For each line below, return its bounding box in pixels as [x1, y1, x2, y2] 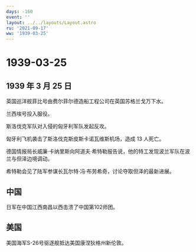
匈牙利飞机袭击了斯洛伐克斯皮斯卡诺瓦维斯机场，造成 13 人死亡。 [6, 135, 165, 142]
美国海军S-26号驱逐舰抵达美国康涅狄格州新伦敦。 [6, 239, 127, 246]
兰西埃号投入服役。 [6, 110, 53, 117]
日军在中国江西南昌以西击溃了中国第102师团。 [6, 203, 119, 210]
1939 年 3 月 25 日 [6, 81, 72, 91]
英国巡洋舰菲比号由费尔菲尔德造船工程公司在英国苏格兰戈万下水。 [6, 98, 166, 105]
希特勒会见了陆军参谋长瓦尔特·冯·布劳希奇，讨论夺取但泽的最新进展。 [6, 168, 175, 175]
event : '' [6, 14, 31, 20]
